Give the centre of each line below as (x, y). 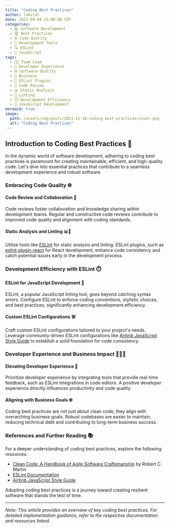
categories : (18, 24)
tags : (11, 57)
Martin (19, 469)
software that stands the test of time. (44, 495)
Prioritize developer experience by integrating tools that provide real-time (82, 377)
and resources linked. (28, 520)
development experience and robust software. (54, 172)
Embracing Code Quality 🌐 (39, 185)
